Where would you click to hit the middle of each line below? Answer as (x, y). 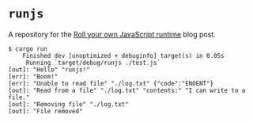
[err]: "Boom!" (33, 76)
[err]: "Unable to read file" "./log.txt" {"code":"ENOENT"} (111, 83)
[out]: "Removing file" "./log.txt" (68, 104)
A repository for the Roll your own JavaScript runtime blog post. (112, 34)
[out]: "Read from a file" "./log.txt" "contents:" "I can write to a (127, 90)
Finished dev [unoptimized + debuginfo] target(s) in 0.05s (123, 55)
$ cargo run (28, 49)
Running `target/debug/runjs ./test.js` (93, 63)
